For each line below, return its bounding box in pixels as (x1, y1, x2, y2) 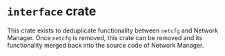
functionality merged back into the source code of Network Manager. (7, 41, 204, 49)
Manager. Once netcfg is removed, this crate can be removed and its (7, 33, 203, 41)
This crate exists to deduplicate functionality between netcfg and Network (7, 26, 219, 35)
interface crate (7, 3, 97, 19)
